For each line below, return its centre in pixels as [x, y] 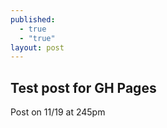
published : [33, 19]
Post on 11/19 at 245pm [58, 112]
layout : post [37, 47]
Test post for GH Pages [83, 87]
